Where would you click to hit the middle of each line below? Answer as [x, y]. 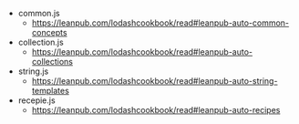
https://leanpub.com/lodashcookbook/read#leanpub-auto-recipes [156, 110]
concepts [49, 32]
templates [51, 91]
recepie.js [37, 100]
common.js [39, 13]
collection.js [41, 42]
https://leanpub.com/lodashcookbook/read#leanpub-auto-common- [160, 23]
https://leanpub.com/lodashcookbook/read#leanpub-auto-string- [155, 81]
